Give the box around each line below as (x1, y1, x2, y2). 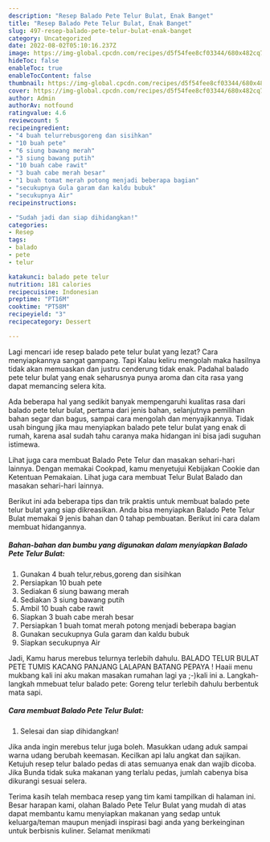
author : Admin (8, 94, 56, 102)
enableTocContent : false (8, 72, 92, 80)
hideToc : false (8, 57, 59, 65)
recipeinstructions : (8, 199, 78, 207)
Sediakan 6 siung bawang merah (19, 586, 129, 596)
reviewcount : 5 (8, 117, 59, 125)
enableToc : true (8, 64, 63, 72)
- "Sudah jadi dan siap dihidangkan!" (8, 213, 138, 221)
